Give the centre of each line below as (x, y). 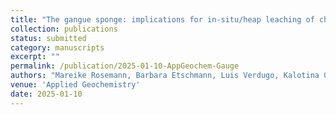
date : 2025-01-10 (46, 94)
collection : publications (64, 29)
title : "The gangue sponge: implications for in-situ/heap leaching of (162, 19)
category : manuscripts (57, 47)
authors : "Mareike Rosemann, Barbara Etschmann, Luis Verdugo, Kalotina (165, 76)
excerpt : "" (35, 57)
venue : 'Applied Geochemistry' (75, 85)
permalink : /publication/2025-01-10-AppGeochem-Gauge (125, 66)
